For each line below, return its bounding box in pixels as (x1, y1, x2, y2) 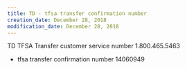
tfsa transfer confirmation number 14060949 (17, 55, 145, 63)
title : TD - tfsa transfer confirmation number (7, 10, 148, 17)
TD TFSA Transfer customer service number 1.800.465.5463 (7, 42, 181, 50)
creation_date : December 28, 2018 (7, 17, 107, 23)
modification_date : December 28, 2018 (7, 23, 119, 30)
